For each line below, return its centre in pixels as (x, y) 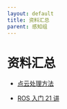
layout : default (30, 14)
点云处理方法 (35, 83)
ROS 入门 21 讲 (38, 99)
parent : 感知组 (27, 26)
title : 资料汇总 (28, 20)
